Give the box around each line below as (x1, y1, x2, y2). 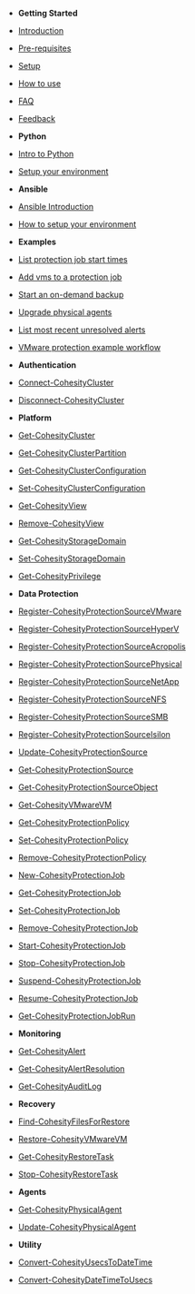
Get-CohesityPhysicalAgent (17, 1204, 122, 1215)
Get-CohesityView (17, 500, 88, 511)
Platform (17, 412, 52, 423)
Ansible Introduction (17, 202, 94, 212)
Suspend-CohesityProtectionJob (17, 975, 141, 986)
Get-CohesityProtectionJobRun (17, 1011, 136, 1021)
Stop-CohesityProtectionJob (17, 958, 125, 968)
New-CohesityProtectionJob (17, 870, 125, 880)
